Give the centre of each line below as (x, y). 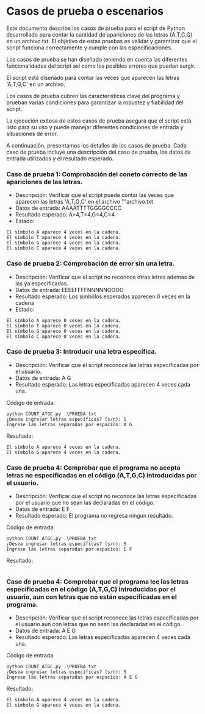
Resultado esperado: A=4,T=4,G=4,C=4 (65, 215)
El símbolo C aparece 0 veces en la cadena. (64, 337)
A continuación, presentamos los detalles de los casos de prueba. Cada (97, 145)
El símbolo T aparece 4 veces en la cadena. (64, 238)
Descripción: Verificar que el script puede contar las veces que (95, 195)
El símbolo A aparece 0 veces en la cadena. (64, 320)
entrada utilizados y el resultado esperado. (60, 158)
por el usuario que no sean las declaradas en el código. (85, 503)
